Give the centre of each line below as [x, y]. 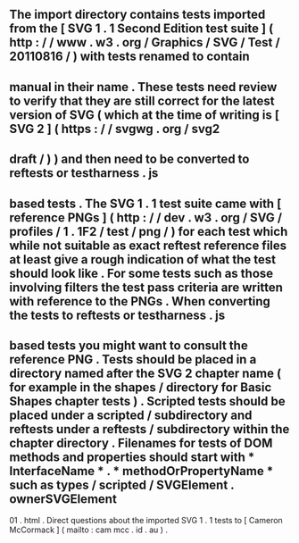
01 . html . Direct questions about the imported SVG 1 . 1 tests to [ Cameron [146, 521]
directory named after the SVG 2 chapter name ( [145, 373]
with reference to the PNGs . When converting [140, 301]
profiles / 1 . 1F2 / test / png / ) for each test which [149, 231]
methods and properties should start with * [132, 457]
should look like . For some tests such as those [141, 273]
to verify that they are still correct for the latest [142, 100]
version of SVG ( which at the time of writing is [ [144, 115]
